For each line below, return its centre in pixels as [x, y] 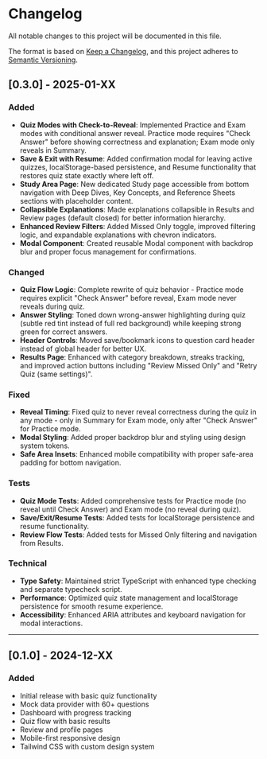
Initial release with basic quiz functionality [88, 695]
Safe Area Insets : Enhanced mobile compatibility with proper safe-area [137, 454]
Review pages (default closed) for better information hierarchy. [123, 218]
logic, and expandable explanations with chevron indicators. [118, 235]
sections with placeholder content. [76, 200]
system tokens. [44, 446]
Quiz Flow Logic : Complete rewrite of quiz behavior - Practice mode [132, 289]
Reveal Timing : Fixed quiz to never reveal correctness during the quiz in [138, 412]
